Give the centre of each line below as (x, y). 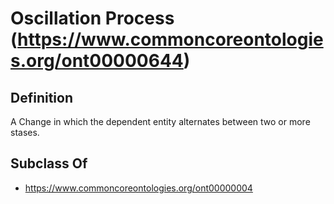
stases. (25, 132)
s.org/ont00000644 (97, 61)
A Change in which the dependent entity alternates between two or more (160, 121)
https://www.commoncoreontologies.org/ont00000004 (138, 188)
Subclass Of (49, 163)
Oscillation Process (92, 18)
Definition (41, 97)
